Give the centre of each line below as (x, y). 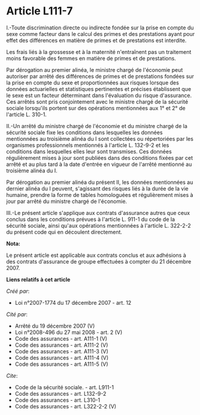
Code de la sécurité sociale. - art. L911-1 (64, 387)
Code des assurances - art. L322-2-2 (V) (66, 406)
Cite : (12, 375)
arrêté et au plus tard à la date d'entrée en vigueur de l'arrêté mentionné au (99, 164)
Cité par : (17, 314)
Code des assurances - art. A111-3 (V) (62, 351)
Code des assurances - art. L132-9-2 (60, 393)
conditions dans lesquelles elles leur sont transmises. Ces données (89, 152)
